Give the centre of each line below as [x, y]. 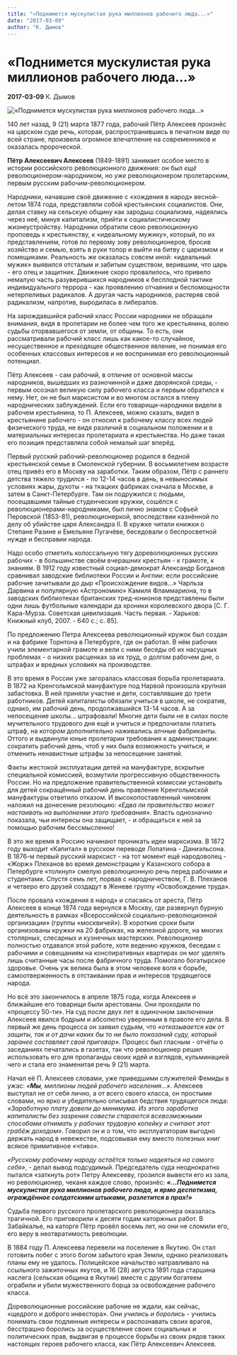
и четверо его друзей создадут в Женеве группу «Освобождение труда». [119, 887]
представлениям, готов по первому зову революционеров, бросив [109, 242]
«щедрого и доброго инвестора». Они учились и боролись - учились [112, 1314]
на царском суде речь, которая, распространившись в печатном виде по [118, 132]
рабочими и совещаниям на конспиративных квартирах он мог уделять [116, 953]
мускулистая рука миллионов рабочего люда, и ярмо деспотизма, [112, 1190]
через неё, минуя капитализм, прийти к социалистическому [99, 220]
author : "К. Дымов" [36, 27]
